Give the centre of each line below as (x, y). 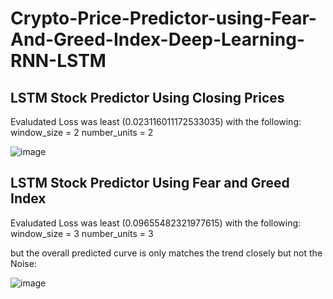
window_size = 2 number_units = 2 (82, 132)
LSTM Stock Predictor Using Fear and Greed (150, 183)
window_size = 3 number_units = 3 (82, 233)
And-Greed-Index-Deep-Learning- (157, 39)
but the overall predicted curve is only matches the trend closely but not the (166, 253)
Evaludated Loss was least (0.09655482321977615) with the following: (156, 223)
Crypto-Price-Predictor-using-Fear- (163, 18)
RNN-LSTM (58, 61)
